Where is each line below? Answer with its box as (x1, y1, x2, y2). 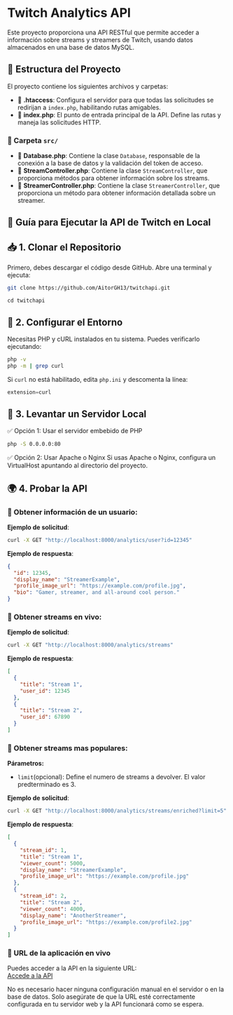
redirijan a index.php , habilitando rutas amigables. (17, 103, 161, 112)
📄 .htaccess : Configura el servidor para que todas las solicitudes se (17, 95, 214, 104)
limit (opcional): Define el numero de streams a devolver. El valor (17, 773, 206, 781)
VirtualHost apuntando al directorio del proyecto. (7, 461, 148, 470)
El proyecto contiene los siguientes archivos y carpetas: (7, 82, 169, 91)
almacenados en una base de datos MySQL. (7, 43, 135, 51)
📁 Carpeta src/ (7, 135, 58, 145)
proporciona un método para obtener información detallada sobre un (17, 189, 216, 197)
